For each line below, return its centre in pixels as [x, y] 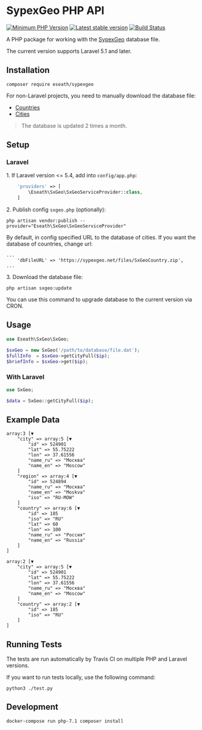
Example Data [33, 420]
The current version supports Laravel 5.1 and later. [69, 51]
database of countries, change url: [50, 244]
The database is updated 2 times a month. [74, 126]
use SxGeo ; [20, 390]
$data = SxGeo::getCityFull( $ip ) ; [50, 401]
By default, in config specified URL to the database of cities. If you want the [101, 238]
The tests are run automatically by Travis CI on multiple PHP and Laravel [97, 659]
